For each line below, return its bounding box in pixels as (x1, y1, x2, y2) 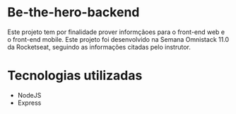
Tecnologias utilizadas (7, 68, 143, 84)
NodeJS (17, 91, 42, 99)
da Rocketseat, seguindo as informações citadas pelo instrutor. (7, 42, 191, 51)
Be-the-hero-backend (7, 4, 140, 21)
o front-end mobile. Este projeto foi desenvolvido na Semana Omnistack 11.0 (7, 35, 230, 43)
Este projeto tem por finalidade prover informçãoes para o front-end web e (7, 28, 225, 36)
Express (17, 98, 42, 107)
